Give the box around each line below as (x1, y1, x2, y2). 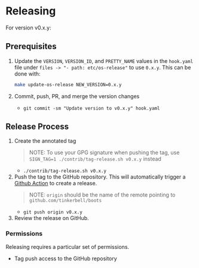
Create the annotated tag (14, 137, 76, 144)
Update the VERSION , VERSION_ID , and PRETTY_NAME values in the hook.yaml (14, 57, 194, 64)
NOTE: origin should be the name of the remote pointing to (29, 191, 176, 198)
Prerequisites (5, 41, 57, 52)
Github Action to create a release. (14, 180, 97, 187)
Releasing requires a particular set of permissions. (5, 243, 130, 250)
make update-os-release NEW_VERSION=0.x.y (14, 82, 122, 88)
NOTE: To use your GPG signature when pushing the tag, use (29, 149, 180, 156)
